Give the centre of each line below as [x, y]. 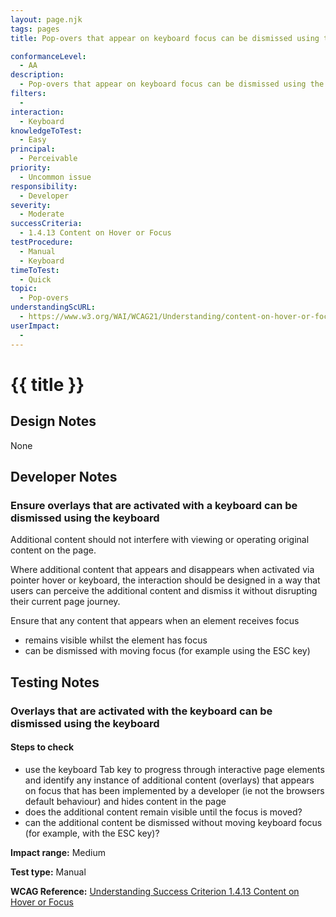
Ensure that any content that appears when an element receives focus [155, 621]
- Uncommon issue [55, 177]
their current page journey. [65, 602]
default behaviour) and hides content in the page [125, 801]
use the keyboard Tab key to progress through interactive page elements [174, 769]
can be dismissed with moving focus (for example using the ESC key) [167, 651]
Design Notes [53, 421]
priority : [31, 168]
